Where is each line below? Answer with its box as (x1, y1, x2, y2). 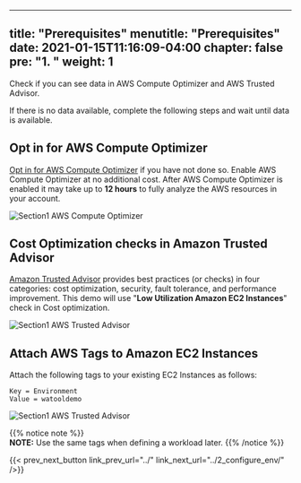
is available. (9, 114, 53, 125)
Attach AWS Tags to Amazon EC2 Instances (9, 346, 259, 361)
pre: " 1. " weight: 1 (9, 55, 114, 70)
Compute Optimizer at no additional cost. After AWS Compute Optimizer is (9, 174, 284, 185)
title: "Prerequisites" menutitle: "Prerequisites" (9, 26, 280, 41)
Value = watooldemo (9, 395, 82, 404)
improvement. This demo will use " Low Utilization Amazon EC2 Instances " (9, 293, 288, 304)
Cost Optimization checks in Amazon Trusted (9, 237, 268, 252)
